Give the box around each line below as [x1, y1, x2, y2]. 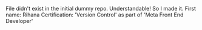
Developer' [5, 18, 33, 24]
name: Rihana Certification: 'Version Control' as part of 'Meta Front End [5, 11, 184, 18]
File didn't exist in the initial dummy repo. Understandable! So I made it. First [5, 5, 197, 12]
